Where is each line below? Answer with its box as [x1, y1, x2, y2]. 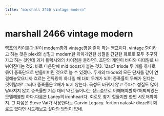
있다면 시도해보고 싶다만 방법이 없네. [14, 106, 83, 112]
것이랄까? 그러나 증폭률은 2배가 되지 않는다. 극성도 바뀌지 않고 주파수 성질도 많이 [5, 81, 158, 87]
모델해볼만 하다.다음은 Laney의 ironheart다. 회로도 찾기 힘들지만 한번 [5, 94, 137, 99]
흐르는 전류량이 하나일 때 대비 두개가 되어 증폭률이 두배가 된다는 [34, 75, 155, 81]
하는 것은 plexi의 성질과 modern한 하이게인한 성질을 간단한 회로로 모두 [10, 51, 145, 57]
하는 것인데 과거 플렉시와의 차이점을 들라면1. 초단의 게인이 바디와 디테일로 [14, 57, 154, 63]
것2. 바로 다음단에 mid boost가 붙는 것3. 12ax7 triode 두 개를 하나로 [26, 63, 156, 69]
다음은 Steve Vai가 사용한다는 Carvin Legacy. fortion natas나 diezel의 [16, 99, 152, 105]
